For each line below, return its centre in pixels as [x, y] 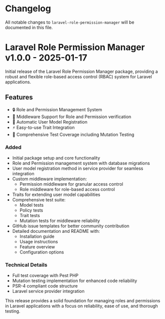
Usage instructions [39, 241]
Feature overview [37, 247]
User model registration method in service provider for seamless [78, 168]
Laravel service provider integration [48, 291]
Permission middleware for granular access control [71, 184]
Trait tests [30, 215]
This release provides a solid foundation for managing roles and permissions [83, 301]
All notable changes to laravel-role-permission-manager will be [70, 22]
